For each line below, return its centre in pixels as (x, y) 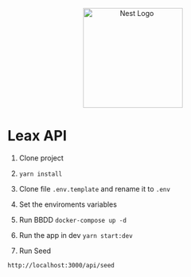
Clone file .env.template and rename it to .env (94, 188)
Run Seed (35, 251)
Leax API (37, 136)
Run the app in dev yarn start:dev (76, 235)
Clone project (41, 158)
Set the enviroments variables (68, 204)
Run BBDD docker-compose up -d (72, 220)
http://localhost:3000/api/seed (61, 265)
